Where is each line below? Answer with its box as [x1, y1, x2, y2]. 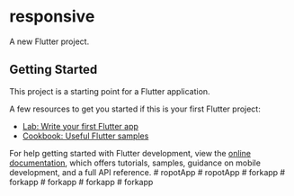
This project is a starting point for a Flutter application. [9, 85, 210, 96]
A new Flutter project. [9, 36, 90, 47]
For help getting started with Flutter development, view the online [9, 147, 252, 158]
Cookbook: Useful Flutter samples [22, 130, 149, 141]
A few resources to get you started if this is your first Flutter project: [9, 103, 261, 114]
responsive [9, 6, 95, 27]
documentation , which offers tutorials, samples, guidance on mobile [9, 157, 261, 168]
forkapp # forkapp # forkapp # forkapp [9, 176, 154, 187]
